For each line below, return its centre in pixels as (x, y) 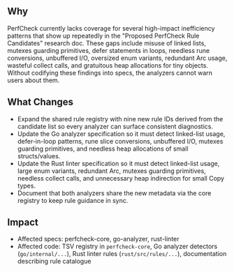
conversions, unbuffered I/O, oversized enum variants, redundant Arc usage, (117, 58)
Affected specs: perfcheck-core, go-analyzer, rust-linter (98, 239)
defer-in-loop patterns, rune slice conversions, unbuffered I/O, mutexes (120, 141)
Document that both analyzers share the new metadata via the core (114, 193)
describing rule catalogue (54, 262)
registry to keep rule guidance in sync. (73, 200)
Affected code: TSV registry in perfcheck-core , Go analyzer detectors (117, 246)
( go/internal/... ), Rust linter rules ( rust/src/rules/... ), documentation (122, 254)
